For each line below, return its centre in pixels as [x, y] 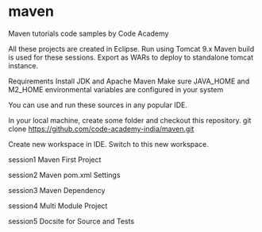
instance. [23, 65]
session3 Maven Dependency [57, 190]
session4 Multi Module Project [58, 206]
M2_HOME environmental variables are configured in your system [116, 89]
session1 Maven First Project [55, 159]
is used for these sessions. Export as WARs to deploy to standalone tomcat [131, 57]
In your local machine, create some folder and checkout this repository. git [130, 120]
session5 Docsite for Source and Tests [71, 221]
